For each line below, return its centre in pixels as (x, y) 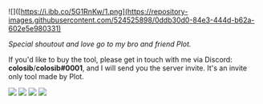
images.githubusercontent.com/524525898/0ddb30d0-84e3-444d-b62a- (131, 20)
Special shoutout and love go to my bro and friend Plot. (100, 44)
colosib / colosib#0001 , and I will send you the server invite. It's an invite (127, 68)
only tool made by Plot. (46, 76)
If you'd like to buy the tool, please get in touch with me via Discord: (120, 60)
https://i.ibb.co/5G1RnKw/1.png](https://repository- (104, 12)
